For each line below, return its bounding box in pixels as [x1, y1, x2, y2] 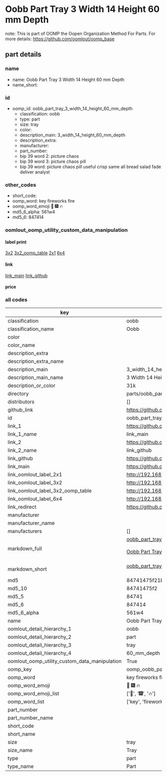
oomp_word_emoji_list [7, 690, 60, 697]
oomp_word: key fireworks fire [12, 198, 75, 204]
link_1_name [7, 431, 37, 438]
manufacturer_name [7, 520, 55, 527]
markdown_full [7, 545, 42, 552]
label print [5, 239, 27, 245]
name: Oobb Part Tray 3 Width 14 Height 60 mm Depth [12, 76, 125, 83]
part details [5, 50, 42, 59]
